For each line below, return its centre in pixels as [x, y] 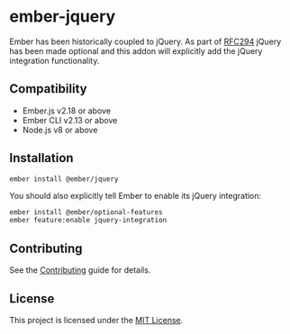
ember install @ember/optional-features [86, 212]
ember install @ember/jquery [64, 179]
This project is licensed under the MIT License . [96, 320]
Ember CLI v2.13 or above [70, 120]
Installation [41, 158]
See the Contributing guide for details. [80, 270]
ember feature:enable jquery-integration [88, 221]
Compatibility [48, 89]
